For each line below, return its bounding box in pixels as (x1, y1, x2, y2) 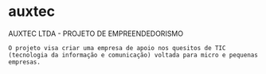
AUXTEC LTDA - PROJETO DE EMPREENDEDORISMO (8, 29, 184, 38)
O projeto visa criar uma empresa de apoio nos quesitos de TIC (8, 44, 226, 52)
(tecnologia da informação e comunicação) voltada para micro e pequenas (8, 51, 259, 59)
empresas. (8, 58, 41, 66)
